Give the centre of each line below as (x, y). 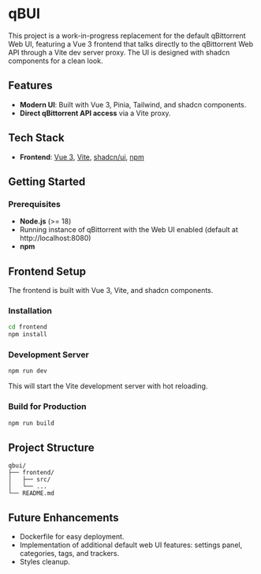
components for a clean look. (56, 61)
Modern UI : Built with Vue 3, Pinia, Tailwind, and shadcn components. (133, 104)
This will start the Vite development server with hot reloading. (108, 386)
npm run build (32, 423)
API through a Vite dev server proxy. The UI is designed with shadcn (119, 52)
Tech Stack (36, 138)
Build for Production (47, 407)
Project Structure (51, 447)
